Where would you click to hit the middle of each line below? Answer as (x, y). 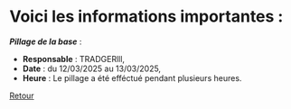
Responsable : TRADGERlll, (73, 59)
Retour (22, 95)
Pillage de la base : (46, 41)
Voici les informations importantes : (146, 17)
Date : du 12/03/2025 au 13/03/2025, (91, 68)
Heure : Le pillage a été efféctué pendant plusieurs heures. (132, 77)
